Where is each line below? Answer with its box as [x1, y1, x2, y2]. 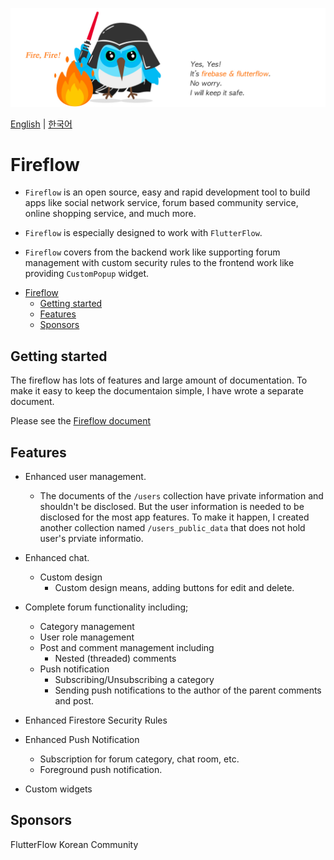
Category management [39, 621, 135, 633]
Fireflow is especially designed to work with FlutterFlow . [24, 227, 263, 239]
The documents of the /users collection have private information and [39, 490, 324, 502]
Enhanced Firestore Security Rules [24, 714, 168, 727]
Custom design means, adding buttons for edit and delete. [54, 582, 295, 594]
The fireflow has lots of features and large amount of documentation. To [10, 374, 308, 387]
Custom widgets [24, 783, 93, 795]
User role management [39, 631, 135, 643]
